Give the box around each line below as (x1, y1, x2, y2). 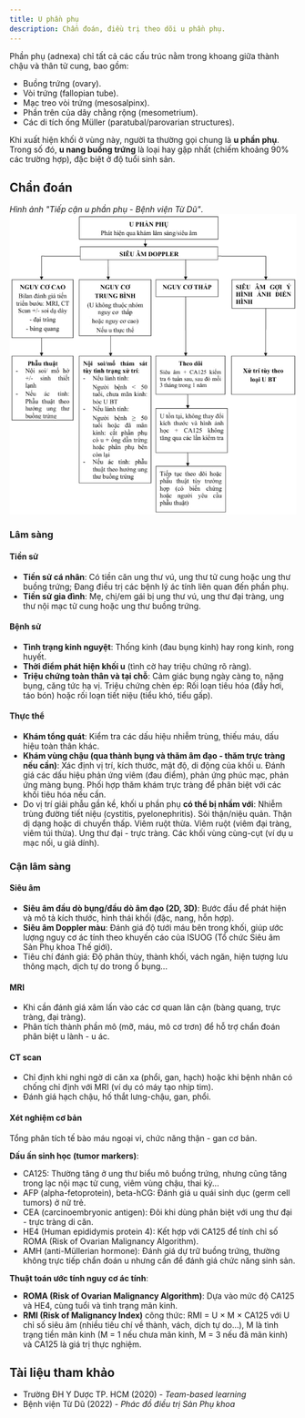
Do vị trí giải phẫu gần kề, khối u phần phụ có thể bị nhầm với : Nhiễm (22, 798, 283, 810)
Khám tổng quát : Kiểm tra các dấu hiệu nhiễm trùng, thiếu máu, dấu (22, 730, 280, 741)
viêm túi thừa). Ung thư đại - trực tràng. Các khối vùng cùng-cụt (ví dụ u (22, 827, 294, 838)
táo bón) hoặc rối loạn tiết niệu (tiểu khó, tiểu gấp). (22, 689, 214, 700)
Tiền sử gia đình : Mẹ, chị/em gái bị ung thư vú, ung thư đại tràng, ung (22, 590, 285, 601)
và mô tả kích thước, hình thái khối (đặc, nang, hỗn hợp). (22, 913, 235, 923)
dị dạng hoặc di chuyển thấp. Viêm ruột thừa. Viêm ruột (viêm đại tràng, (22, 818, 292, 829)
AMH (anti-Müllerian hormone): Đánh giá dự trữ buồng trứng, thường (22, 1245, 280, 1256)
